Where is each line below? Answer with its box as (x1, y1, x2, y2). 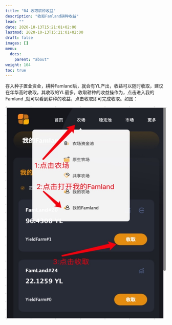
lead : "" (5, 19, 24, 24)
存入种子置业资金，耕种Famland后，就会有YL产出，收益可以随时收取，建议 (5, 83, 164, 89)
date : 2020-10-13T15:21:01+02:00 (5, 25, 77, 30)
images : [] (5, 41, 29, 46)
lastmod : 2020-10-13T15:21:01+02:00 (5, 30, 83, 35)
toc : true (5, 68, 27, 73)
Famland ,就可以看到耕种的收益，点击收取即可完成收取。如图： (5, 96, 138, 102)
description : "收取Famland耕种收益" (5, 13, 79, 19)
